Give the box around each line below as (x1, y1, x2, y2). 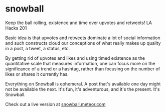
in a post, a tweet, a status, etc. (5, 45, 70, 51)
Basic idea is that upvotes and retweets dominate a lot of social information (5, 35, 160, 41)
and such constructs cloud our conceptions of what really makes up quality (5, 40, 161, 46)
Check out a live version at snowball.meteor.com (5, 101, 106, 107)
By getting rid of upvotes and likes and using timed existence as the (5, 55, 145, 61)
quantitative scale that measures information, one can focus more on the (5, 60, 155, 66)
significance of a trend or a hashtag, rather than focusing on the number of (5, 66, 160, 72)
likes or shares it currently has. (5, 71, 69, 77)
